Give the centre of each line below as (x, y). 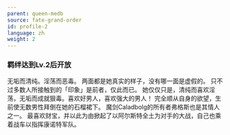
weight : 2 (21, 39)
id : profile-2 (28, 26)
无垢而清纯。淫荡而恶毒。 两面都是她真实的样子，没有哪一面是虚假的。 (108, 81)
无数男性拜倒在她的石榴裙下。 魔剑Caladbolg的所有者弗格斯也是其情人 (120, 107)
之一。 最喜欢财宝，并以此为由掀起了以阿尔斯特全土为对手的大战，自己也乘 (114, 116)
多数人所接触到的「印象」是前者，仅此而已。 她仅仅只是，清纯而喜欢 (111, 90)
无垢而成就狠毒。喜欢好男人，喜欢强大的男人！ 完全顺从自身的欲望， (117, 98)
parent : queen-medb (35, 13)
